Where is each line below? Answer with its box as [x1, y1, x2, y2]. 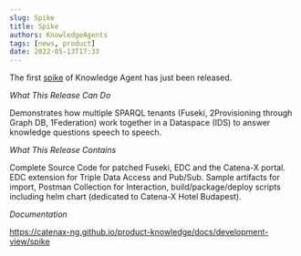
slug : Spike [9, 13, 55, 23]
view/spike [9, 236, 50, 247]
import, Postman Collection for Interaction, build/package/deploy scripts [9, 181, 281, 192]
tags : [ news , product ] [9, 38, 96, 48]
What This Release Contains [9, 145, 117, 156]
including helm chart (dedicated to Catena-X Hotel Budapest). [9, 191, 242, 202]
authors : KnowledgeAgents [9, 30, 108, 39]
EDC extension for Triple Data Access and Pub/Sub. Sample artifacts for [9, 172, 280, 183]
